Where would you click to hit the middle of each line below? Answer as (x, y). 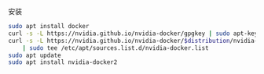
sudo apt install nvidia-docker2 (63, 62)
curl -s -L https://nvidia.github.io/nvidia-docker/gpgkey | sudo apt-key (133, 33)
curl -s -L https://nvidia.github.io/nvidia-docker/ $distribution (119, 41)
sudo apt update (35, 55)
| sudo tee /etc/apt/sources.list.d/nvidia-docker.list (116, 48)
